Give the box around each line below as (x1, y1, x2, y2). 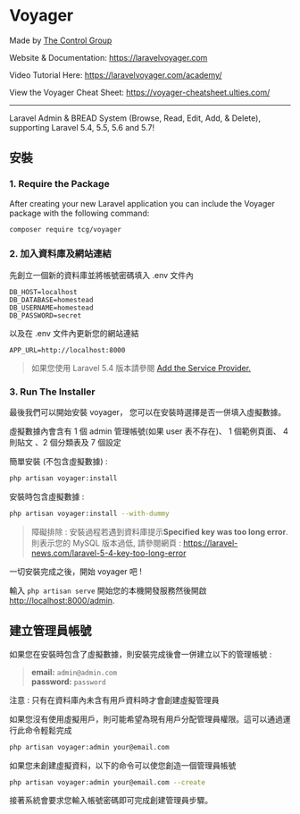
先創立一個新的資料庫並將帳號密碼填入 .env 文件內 (9, 269, 195, 280)
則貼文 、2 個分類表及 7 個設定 (9, 437, 122, 448)
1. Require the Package (9, 178, 110, 191)
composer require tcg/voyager (9, 225, 122, 233)
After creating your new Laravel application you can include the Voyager (9, 198, 275, 208)
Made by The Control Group (9, 35, 112, 46)
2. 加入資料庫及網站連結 (9, 248, 112, 260)
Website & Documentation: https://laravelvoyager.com (9, 52, 208, 63)
